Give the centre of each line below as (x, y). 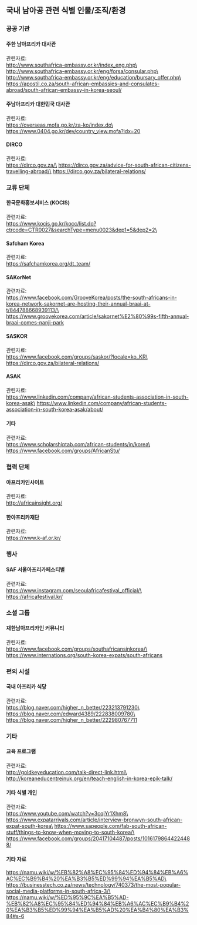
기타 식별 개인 (21, 793)
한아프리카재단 (23, 517)
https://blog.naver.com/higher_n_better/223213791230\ (73, 707)
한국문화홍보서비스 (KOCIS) (38, 203)
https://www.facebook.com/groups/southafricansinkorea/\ (77, 649)
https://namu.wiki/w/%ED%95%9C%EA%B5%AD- (67, 897)
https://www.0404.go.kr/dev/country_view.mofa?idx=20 (73, 131)
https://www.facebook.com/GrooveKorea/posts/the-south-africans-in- (91, 298)
